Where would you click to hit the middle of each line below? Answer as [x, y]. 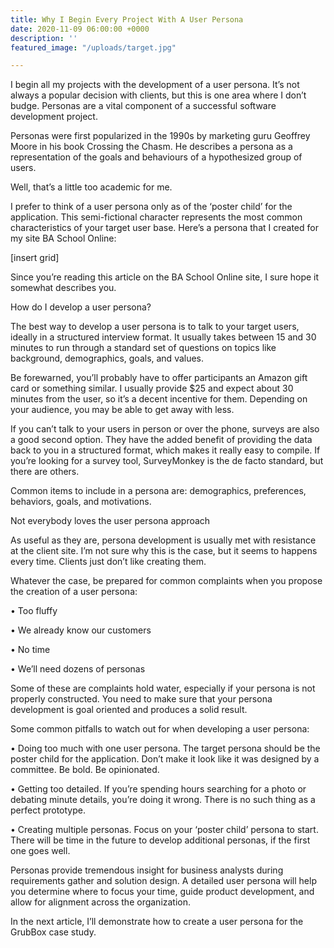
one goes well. [40, 851]
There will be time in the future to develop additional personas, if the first [160, 840]
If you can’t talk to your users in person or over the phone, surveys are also [165, 429]
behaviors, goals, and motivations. [81, 502]
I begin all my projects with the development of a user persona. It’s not [155, 85]
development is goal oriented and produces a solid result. [129, 710]
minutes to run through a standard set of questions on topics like [143, 348]
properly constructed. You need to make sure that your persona [141, 699]
